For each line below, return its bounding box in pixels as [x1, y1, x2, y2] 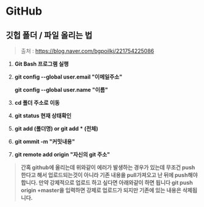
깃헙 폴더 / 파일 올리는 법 [5, 30, 93, 40]
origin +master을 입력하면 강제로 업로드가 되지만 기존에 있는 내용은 [20, 187, 181, 194]
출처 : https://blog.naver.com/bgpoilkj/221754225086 [20, 47, 155, 54]
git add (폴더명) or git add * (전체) [14, 125, 98, 132]
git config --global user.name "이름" [14, 86, 108, 93]
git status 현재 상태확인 [14, 112, 71, 119]
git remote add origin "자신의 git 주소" [14, 151, 111, 158]
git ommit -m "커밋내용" [14, 138, 75, 145]
